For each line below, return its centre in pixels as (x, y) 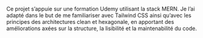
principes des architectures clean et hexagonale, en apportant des (90, 22)
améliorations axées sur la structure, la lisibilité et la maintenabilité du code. (102, 28)
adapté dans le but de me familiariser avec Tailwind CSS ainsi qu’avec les (99, 15)
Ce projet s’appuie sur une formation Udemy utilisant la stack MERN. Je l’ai (101, 9)
